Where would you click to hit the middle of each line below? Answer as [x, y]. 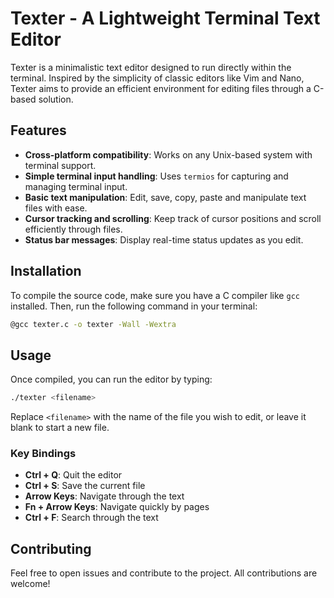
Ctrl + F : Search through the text [91, 518]
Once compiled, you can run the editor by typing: [111, 379]
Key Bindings [43, 454]
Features [38, 130]
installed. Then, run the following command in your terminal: [134, 306]
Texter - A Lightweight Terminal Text [165, 18]
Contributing [51, 548]
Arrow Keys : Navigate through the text [104, 496]
